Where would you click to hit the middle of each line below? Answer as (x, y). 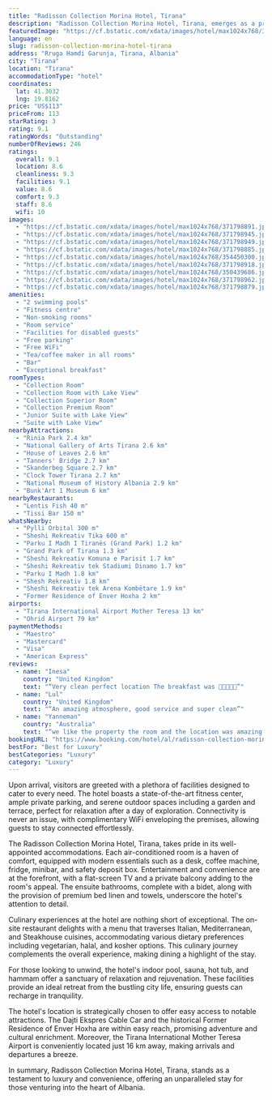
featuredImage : (34, 31)
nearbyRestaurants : (41, 498)
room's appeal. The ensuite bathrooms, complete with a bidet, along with (130, 887)
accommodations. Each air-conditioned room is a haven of (141, 853)
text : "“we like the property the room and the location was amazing (143, 732)
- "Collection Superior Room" (66, 400)
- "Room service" (45, 325)
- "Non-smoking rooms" (54, 317)
